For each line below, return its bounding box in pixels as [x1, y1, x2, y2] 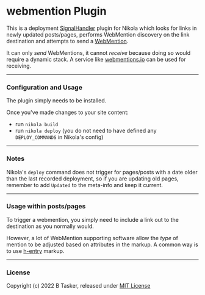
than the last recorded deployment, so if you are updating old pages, [6, 175, 179, 182]
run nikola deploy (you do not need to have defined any [15, 127, 157, 135]
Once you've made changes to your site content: [6, 108, 129, 116]
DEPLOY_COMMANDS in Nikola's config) [15, 133, 104, 141]
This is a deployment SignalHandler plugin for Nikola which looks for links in [6, 24, 197, 32]
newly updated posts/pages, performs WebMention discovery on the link [6, 30, 190, 38]
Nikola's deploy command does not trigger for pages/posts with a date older [6, 168, 198, 176]
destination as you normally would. [6, 222, 95, 230]
